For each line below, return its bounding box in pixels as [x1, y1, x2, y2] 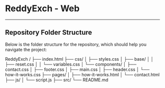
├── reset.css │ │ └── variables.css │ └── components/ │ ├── [5, 61, 137, 67]
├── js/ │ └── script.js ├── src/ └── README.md [5, 77, 109, 83]
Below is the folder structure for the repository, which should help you [5, 41, 146, 47]
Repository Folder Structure [5, 28, 92, 37]
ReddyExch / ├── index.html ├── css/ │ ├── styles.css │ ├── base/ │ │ [5, 56, 154, 62]
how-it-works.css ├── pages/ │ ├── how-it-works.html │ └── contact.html [5, 71, 160, 77]
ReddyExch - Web [5, 3, 80, 14]
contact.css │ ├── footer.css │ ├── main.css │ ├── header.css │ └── [5, 66, 150, 72]
